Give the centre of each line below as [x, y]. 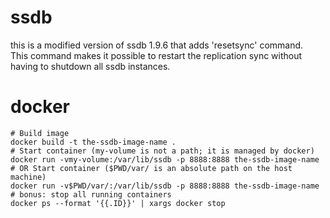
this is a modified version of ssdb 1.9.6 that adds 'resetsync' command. [157, 45]
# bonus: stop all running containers [91, 194]
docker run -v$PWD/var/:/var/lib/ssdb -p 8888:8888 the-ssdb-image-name [165, 186]
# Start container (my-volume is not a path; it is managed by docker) [162, 151]
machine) [28, 177]
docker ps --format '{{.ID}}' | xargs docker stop [118, 203]
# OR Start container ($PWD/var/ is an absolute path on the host [151, 168]
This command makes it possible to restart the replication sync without [156, 55]
